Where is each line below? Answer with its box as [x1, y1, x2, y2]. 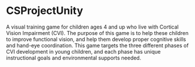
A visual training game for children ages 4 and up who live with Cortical [6, 23, 179, 30]
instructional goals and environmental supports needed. [6, 54, 142, 61]
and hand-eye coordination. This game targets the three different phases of [6, 42, 189, 49]
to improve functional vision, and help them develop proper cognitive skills [6, 36, 186, 43]
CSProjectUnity [6, 4, 83, 17]
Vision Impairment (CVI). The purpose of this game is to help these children [6, 29, 189, 36]
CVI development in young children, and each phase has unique [6, 48, 161, 55]
